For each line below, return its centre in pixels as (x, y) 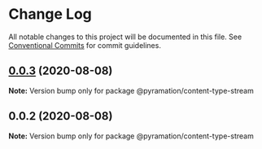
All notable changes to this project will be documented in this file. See (125, 37)
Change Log (50, 14)
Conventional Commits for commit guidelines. (85, 45)
